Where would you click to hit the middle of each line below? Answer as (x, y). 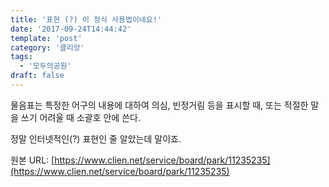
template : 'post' (46, 38)
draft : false (37, 76)
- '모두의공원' (45, 66)
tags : (21, 57)
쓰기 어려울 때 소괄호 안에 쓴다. (80, 117)
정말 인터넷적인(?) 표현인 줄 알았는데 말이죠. (96, 138)
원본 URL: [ (32, 160)
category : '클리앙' (47, 47)
